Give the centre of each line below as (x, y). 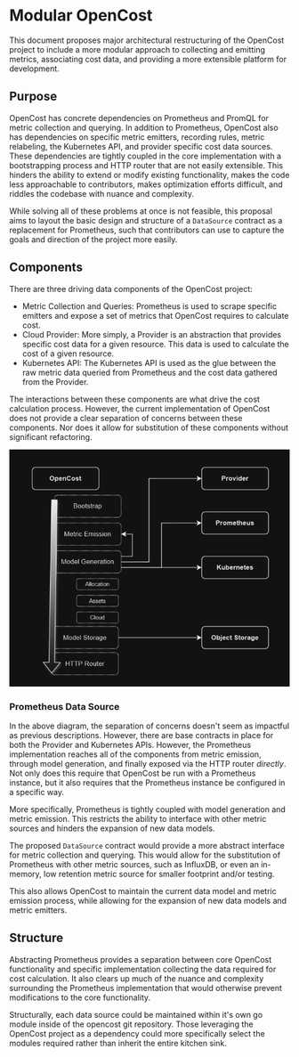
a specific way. (37, 792)
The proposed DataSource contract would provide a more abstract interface (147, 845)
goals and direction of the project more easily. (93, 239)
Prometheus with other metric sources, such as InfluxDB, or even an (134, 864)
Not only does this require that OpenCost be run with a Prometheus (133, 773)
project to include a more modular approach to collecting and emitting (137, 49)
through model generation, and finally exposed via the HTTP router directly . (148, 763)
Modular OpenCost (81, 16)
